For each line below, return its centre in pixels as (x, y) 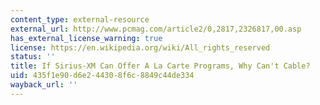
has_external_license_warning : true (86, 38)
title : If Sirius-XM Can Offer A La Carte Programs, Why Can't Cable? (160, 66)
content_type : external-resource (80, 19)
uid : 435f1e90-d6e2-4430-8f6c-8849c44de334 (102, 76)
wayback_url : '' (44, 85)
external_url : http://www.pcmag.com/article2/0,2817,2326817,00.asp (156, 29)
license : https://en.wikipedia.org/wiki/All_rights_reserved (140, 47)
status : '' (33, 57)
